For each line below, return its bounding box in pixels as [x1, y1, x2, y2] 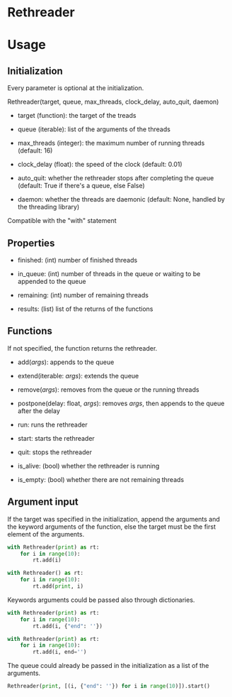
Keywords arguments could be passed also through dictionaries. [7, 596, 195, 604]
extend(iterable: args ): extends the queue [17, 371, 139, 380]
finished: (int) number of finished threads [17, 256, 138, 264]
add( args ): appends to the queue [17, 358, 115, 366]
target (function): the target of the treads [17, 111, 137, 120]
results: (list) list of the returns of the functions [17, 304, 153, 313]
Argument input [7, 496, 79, 508]
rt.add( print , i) [33, 583, 83, 590]
